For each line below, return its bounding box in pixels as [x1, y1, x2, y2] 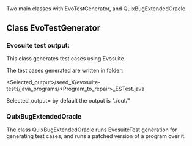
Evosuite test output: [6, 41, 70, 49]
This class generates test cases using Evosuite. [6, 54, 126, 62]
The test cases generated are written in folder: [6, 67, 124, 74]
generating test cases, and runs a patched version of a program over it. [6, 133, 186, 140]
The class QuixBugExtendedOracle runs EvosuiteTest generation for [6, 126, 177, 133]
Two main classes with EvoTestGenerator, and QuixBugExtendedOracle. [6, 5, 187, 12]
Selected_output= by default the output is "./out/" [6, 97, 130, 104]
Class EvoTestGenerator [6, 23, 101, 33]
